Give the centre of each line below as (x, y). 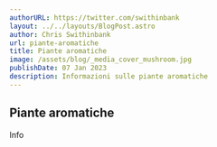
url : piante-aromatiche (54, 43)
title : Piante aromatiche (58, 51)
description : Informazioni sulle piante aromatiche (108, 77)
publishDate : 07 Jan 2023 (58, 69)
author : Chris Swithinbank (60, 34)
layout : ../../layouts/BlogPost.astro (82, 26)
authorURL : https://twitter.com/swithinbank (94, 18)
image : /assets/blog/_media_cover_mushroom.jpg (101, 60)
